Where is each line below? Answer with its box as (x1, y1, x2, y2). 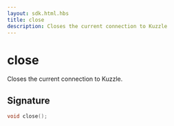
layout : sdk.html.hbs (7, 10, 69, 17)
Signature (7, 94, 50, 106)
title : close (7, 16, 45, 23)
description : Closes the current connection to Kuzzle (7, 23, 168, 29)
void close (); (7, 113, 48, 120)
